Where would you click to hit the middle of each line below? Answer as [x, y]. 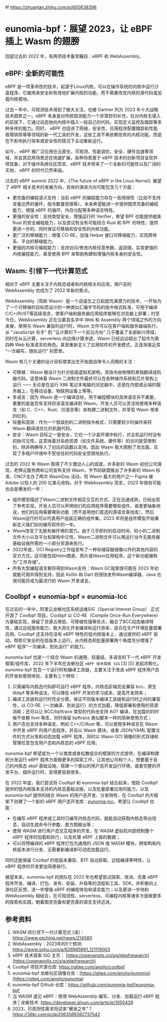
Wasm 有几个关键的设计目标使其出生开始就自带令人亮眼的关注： [71, 361]
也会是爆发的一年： [25, 489]
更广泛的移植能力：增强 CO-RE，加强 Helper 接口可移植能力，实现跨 [83, 235]
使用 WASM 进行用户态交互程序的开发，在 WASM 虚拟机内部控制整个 [83, 831]
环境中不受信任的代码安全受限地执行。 [73, 453]
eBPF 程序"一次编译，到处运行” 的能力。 [46, 647]
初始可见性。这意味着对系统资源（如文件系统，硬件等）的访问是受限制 [84, 441]
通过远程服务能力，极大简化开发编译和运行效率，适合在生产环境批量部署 [88, 628]
